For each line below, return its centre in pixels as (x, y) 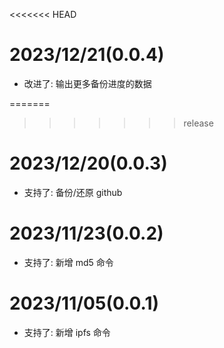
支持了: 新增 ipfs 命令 (67, 332)
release (198, 123)
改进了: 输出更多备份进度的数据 (87, 83)
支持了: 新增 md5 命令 (68, 262)
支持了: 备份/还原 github (73, 192)
